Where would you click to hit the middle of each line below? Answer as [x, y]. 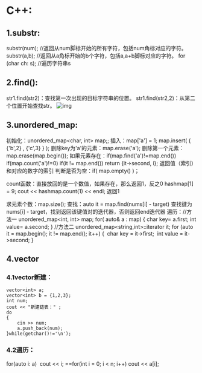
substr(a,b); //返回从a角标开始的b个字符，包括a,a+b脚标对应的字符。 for [96, 56]
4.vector [23, 259]
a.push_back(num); [40, 328]
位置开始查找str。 [33, 105]
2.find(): [22, 83]
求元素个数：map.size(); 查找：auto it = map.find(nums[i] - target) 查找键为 [99, 204]
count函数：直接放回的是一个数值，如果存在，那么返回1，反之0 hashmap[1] [100, 183]
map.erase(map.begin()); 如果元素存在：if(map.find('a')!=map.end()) [91, 156]
